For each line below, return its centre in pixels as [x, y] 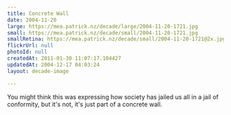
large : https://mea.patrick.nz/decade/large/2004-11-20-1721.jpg [102, 26]
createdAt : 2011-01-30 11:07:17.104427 [64, 59]
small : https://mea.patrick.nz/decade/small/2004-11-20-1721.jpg [102, 33]
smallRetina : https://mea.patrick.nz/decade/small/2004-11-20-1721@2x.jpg [117, 39]
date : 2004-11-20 [32, 20]
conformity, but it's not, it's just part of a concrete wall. [85, 104]
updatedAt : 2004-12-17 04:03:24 [53, 65]
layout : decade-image [38, 71]
